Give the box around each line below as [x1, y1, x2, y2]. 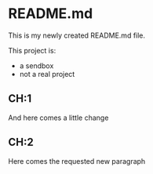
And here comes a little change [8, 113, 109, 122]
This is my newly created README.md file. [8, 31, 146, 40]
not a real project [19, 69, 75, 78]
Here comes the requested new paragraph [8, 156, 146, 165]
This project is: [8, 45, 56, 55]
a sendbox [19, 60, 54, 71]
